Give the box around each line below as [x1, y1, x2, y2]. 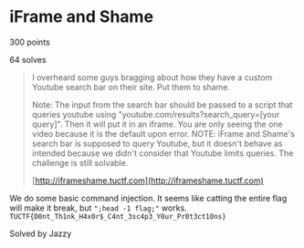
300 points [9, 36, 50, 47]
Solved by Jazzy [9, 228, 72, 239]
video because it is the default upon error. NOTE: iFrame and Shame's [31, 128, 295, 139]
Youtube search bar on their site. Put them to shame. [31, 81, 231, 92]
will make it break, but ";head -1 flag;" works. [9, 202, 187, 213]
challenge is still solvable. [31, 157, 129, 168]
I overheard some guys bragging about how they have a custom [31, 71, 273, 83]
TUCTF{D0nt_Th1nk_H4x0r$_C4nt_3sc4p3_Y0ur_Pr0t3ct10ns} [9, 212, 226, 221]
